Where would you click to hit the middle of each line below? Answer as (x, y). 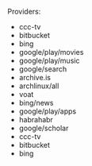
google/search (43, 69)
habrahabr (36, 120)
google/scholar (44, 128)
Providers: (24, 12)
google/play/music (49, 60)
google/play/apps (48, 111)
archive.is (34, 77)
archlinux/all (39, 86)
